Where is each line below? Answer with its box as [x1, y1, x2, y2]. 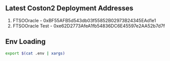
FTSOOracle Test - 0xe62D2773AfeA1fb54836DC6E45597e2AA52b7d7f [12, 23, 165, 29]
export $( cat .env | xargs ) [5, 50, 66, 56]
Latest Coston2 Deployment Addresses [5, 4, 134, 13]
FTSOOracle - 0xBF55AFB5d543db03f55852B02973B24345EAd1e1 [12, 17, 156, 23]
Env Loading [5, 37, 46, 46]
